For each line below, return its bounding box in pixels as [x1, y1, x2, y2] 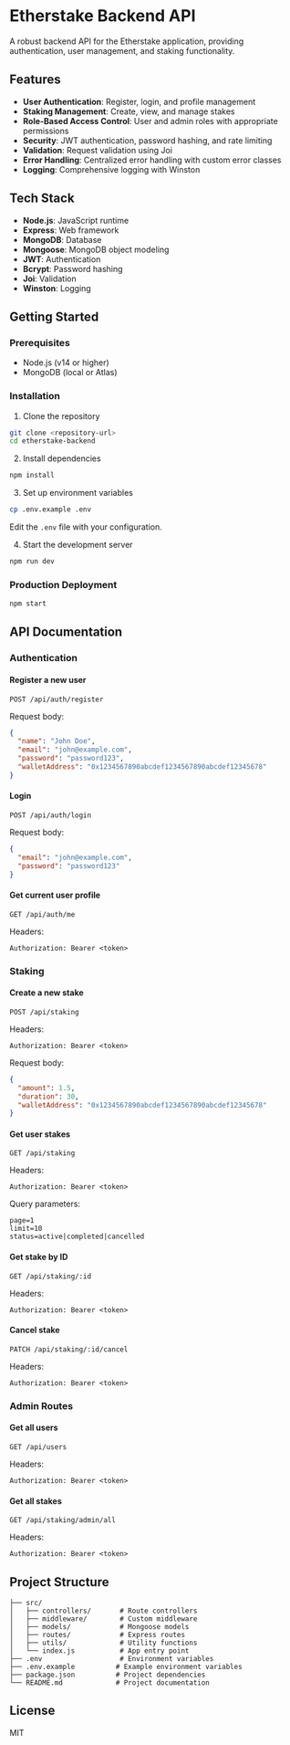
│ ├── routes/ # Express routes [9, 1631, 185, 1640]
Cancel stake [9, 1325, 61, 1336]
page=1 [9, 1216, 35, 1225]
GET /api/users [9, 1443, 67, 1452]
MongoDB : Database [22, 234, 102, 245]
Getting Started [9, 309, 99, 324]
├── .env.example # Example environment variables [9, 1663, 243, 1672]
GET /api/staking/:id [9, 1271, 92, 1281]
